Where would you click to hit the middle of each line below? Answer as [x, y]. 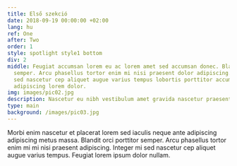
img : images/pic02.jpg [41, 93]
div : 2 [17, 60]
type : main [23, 106]
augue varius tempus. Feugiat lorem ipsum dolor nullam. [89, 155]
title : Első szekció [38, 14]
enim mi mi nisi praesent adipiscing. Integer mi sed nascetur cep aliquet [112, 147]
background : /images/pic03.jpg [53, 112]
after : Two [23, 40]
